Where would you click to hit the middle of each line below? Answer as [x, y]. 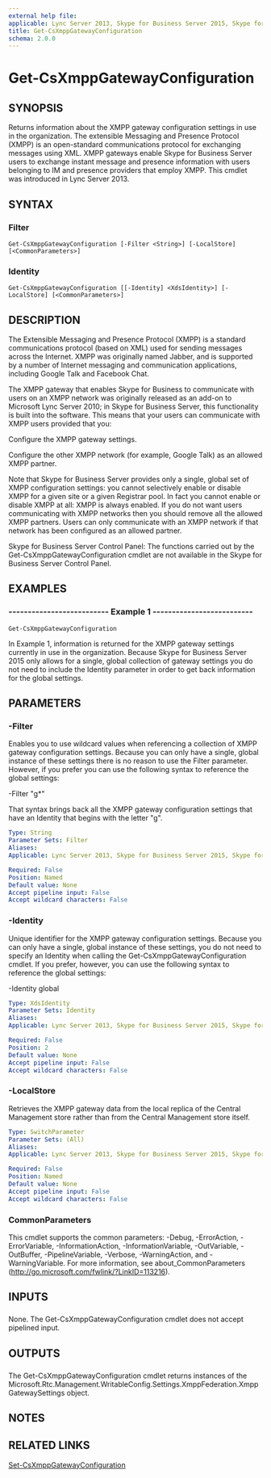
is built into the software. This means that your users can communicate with [134, 415]
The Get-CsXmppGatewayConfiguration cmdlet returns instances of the [128, 1375]
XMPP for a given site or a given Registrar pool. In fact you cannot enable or [134, 497]
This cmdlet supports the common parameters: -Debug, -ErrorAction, [124, 1237]
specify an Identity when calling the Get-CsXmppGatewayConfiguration [127, 955]
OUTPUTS [34, 1353]
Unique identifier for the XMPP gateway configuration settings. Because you [135, 938]
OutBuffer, [25, 1254]
